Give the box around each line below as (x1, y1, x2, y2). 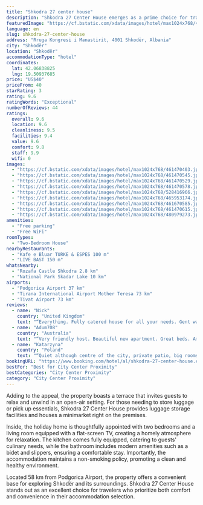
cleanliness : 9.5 (11, 127, 56, 133)
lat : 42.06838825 (11, 65, 56, 72)
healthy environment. (6, 461, 59, 469)
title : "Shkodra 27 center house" (6, 8, 94, 15)
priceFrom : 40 (6, 82, 42, 89)
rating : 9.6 (6, 93, 36, 99)
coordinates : (6, 59, 39, 65)
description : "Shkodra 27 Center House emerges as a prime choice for (6, 15, 188, 21)
